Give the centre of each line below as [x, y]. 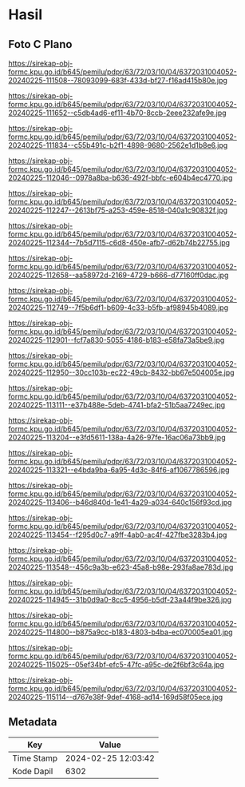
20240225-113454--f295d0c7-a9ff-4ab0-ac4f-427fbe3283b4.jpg [118, 535]
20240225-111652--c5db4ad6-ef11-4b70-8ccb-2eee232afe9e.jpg [117, 113]
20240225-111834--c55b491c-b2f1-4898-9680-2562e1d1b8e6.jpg [118, 145]
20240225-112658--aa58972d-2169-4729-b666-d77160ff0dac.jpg [119, 275]
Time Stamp [35, 758]
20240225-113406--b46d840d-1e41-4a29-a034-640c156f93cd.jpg [120, 502]
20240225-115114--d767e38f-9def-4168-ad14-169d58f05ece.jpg [116, 697]
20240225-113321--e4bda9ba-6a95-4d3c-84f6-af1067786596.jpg [119, 470]
